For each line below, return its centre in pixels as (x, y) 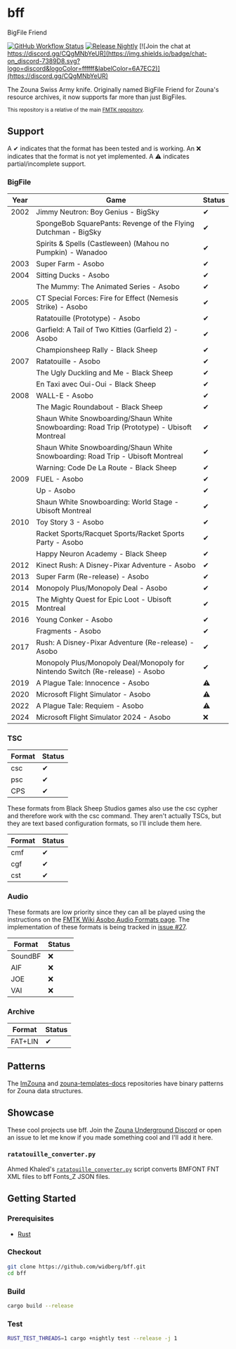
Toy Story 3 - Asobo (70, 522)
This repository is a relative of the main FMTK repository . (76, 110)
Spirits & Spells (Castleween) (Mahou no (103, 244)
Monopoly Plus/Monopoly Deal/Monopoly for (110, 663)
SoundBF (26, 956)
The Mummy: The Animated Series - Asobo (108, 287)
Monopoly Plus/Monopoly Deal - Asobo (102, 588)
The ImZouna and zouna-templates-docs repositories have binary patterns (115, 1083)
